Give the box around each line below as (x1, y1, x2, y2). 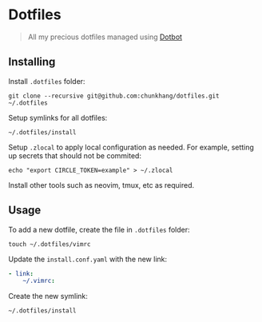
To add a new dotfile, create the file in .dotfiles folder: (8, 225, 190, 234)
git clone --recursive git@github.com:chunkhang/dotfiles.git (8, 92, 220, 100)
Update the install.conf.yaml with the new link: (8, 254, 168, 264)
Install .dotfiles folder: (8, 76, 85, 85)
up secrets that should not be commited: (8, 150, 142, 161)
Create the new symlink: (8, 292, 88, 301)
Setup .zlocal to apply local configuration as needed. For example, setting (8, 142, 254, 152)
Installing (8, 55, 56, 69)
